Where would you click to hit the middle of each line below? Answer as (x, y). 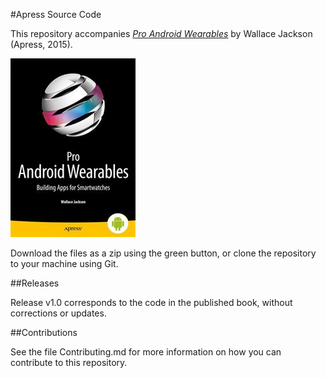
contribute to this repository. (69, 362)
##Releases (35, 283)
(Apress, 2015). (41, 44)
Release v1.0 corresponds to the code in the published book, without (151, 302)
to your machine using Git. (64, 263)
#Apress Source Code (56, 14)
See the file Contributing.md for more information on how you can (146, 352)
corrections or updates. (58, 313)
